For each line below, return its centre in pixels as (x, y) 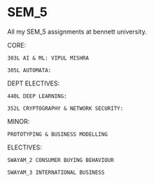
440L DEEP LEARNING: (37, 96)
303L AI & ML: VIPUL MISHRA (48, 58)
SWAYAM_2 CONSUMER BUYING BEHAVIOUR (61, 160)
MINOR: (19, 121)
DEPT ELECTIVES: (34, 83)
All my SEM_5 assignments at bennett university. (77, 32)
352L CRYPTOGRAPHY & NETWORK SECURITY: (65, 108)
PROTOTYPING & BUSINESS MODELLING (58, 134)
